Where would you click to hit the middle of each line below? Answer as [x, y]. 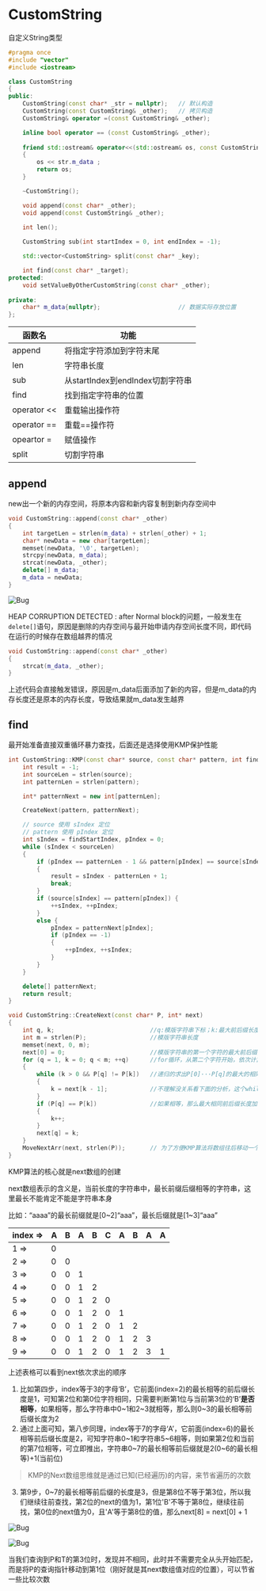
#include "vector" [38, 60]
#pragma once [30, 52]
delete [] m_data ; [51, 570]
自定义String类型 [36, 37]
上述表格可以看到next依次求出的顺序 [67, 1372]
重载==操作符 [89, 425]
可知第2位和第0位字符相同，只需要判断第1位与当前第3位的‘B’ [142, 1398]
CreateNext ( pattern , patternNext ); [81, 811]
